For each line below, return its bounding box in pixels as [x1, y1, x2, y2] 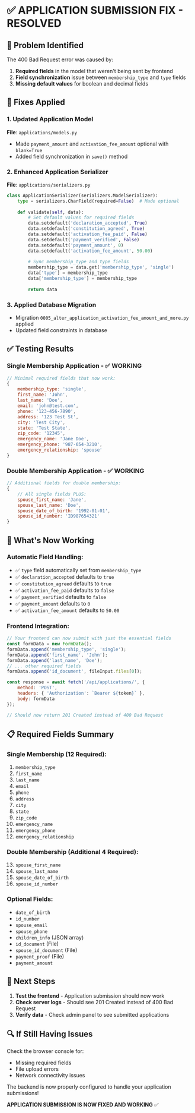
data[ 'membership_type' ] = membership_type [28, 276, 137, 282]
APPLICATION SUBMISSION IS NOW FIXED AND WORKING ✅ [7, 1101, 159, 1108]
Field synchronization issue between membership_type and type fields [15, 74, 186, 81]
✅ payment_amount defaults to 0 [15, 600, 91, 607]
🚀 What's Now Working [7, 535, 94, 546]
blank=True [15, 147, 43, 153]
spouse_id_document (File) [15, 946, 78, 954]
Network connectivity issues [15, 1072, 85, 1079]
